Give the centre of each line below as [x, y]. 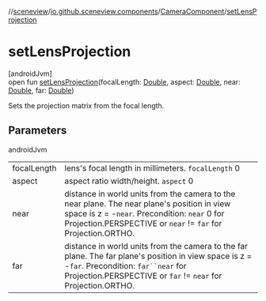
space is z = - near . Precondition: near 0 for [144, 213]
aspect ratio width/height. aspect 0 [129, 181]
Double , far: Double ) [41, 90]
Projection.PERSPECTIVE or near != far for [143, 223]
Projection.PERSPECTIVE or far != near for [143, 276]
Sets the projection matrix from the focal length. [86, 105]
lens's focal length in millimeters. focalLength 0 [152, 167]
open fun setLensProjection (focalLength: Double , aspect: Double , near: [124, 81]
